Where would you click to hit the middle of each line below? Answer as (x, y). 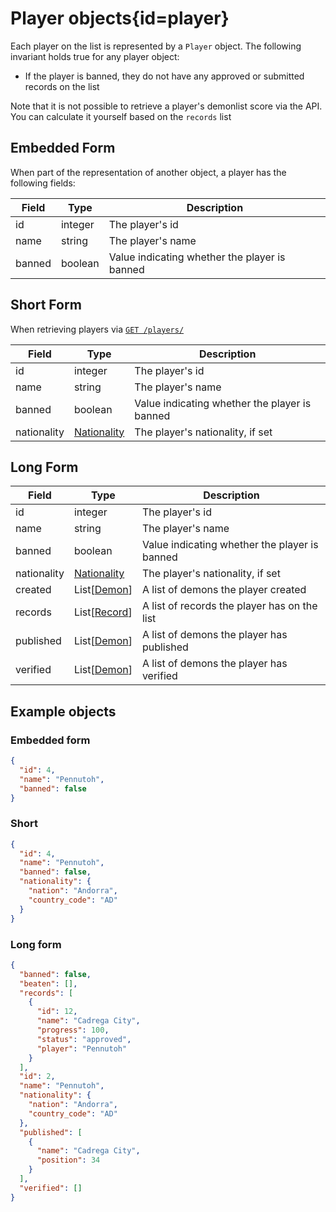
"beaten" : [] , (48, 983)
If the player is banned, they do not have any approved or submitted (164, 76)
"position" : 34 (68, 1160)
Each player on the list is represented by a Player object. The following (156, 46)
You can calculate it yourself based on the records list (121, 116)
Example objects (63, 711)
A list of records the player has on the (229, 606)
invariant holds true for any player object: (95, 56)
